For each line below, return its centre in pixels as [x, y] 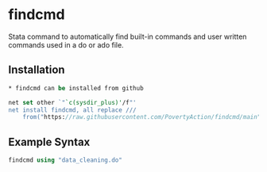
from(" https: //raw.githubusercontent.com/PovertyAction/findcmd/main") [143, 117]
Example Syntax [49, 141]
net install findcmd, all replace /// [72, 110]
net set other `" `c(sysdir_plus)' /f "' [72, 102]
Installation [37, 70]
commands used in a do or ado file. [66, 44]
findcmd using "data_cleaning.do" [66, 160]
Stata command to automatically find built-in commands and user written [128, 36]
